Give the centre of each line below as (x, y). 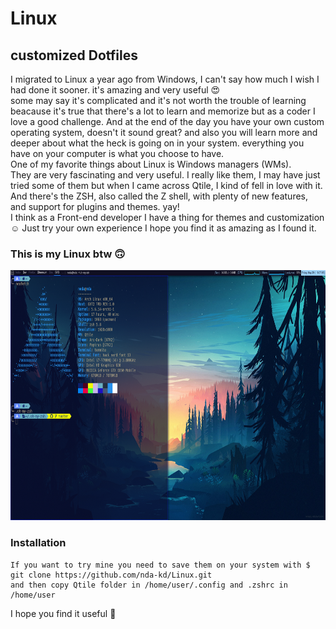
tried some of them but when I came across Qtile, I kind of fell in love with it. (166, 185)
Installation (38, 543)
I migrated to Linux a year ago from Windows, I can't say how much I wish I (165, 79)
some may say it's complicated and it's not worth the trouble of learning (158, 100)
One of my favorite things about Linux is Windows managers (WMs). (151, 164)
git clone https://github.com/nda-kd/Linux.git (111, 575)
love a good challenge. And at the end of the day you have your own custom (167, 121)
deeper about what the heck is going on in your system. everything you (157, 143)
